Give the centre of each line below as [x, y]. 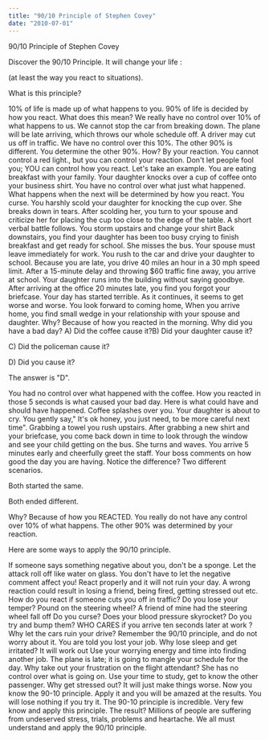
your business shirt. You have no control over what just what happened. [127, 185]
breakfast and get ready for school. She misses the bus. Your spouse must [132, 245]
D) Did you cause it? [42, 362]
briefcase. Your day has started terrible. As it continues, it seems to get [126, 296]
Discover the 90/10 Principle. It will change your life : [95, 62]
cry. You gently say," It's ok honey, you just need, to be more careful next [129, 418]
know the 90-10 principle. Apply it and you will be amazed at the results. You [135, 693]
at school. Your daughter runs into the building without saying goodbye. [126, 279]
